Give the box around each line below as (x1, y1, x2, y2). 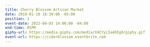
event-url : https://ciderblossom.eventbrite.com (5, 35, 106, 40)
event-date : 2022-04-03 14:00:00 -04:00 (5, 21, 89, 26)
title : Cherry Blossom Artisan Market (5, 7, 84, 12)
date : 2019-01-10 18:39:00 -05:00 (5, 12, 76, 17)
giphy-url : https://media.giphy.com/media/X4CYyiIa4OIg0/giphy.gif (5, 30, 146, 35)
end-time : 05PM (5, 25, 36, 30)
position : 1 (5, 16, 29, 21)
